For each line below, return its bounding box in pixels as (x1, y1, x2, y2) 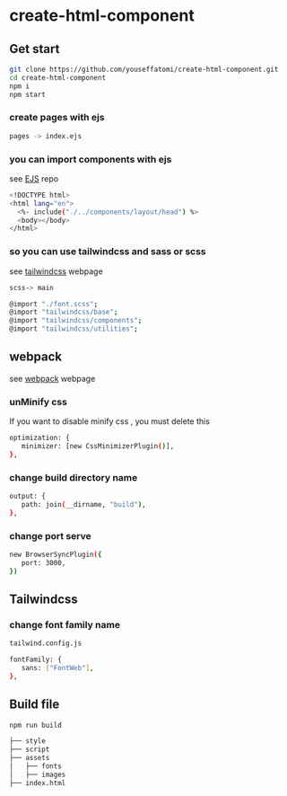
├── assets (9, 754, 50, 763)
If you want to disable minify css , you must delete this (9, 416, 211, 427)
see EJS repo (9, 172, 59, 184)
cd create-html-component (9, 73, 106, 82)
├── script (9, 745, 50, 755)
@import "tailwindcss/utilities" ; (9, 324, 139, 333)
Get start (9, 41, 60, 57)
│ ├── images (9, 770, 66, 779)
